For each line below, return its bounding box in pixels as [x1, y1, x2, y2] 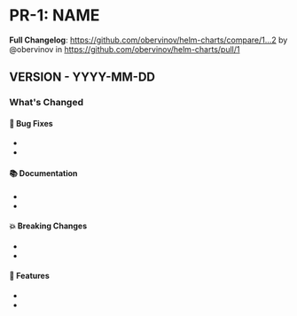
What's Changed [9, 96, 84, 109]
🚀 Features [9, 271, 51, 281]
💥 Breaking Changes [9, 220, 88, 231]
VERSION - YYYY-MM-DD [9, 70, 155, 85]
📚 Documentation [9, 168, 78, 179]
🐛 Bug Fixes [9, 118, 53, 128]
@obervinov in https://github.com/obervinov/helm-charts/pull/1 [9, 43, 240, 54]
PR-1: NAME [9, 5, 100, 26]
